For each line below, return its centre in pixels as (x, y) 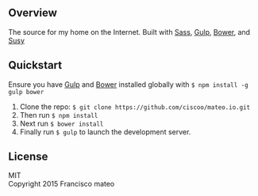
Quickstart (35, 65)
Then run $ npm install (59, 115)
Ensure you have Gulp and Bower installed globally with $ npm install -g (128, 84)
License (28, 157)
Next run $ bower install (62, 123)
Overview (33, 13)
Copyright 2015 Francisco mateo (62, 184)
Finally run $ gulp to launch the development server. (105, 132)
